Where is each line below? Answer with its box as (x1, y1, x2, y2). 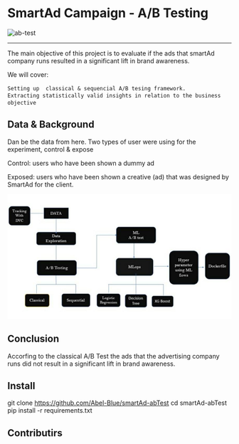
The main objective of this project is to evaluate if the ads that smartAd (7, 48, 215, 58)
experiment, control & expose (7, 144, 94, 154)
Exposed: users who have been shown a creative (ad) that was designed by (7, 172, 230, 181)
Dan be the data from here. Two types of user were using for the (7, 137, 196, 146)
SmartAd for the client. (7, 180, 74, 189)
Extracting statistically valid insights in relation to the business (7, 92, 221, 99)
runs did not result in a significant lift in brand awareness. (7, 359, 176, 368)
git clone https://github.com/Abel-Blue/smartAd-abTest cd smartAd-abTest (7, 398, 228, 407)
